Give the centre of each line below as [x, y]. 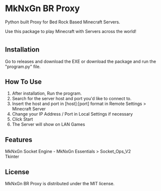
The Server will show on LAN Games [49, 124]
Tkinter [12, 156]
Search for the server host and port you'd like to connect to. [72, 99]
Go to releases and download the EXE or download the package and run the [80, 61]
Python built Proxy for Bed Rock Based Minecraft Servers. [63, 22]
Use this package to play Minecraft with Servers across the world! [71, 31]
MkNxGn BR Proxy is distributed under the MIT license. [60, 183]
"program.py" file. [23, 67]
